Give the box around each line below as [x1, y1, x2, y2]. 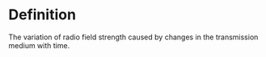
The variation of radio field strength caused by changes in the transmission [8, 32, 259, 42]
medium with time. [8, 40, 70, 50]
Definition [8, 6, 77, 24]
